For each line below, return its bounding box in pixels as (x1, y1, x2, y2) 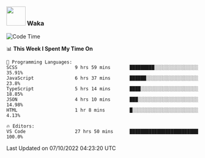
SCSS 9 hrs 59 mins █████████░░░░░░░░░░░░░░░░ (6, 65, 199, 71)
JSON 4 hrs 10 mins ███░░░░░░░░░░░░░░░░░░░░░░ (6, 96, 199, 103)
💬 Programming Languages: (6, 59, 72, 65)
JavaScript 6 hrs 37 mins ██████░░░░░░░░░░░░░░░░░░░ (6, 75, 199, 82)
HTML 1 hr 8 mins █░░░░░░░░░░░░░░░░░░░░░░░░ (6, 107, 199, 113)
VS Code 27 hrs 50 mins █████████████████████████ (6, 129, 199, 135)
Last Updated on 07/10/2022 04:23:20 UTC (6, 145, 116, 152)
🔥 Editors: (6, 123, 35, 129)
